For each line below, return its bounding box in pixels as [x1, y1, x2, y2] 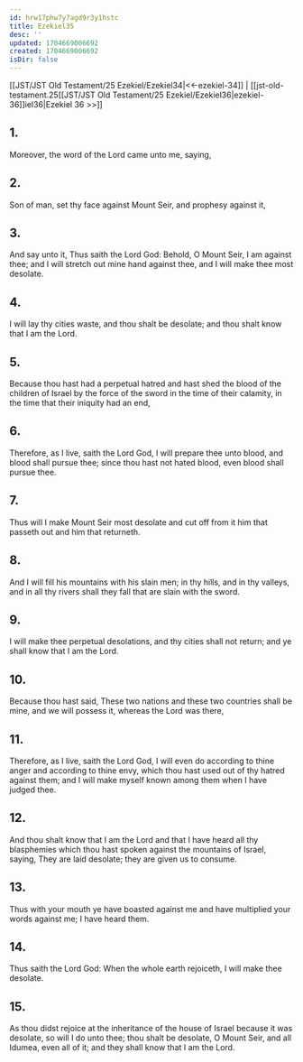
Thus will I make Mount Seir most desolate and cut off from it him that [9, 516, 268, 528]
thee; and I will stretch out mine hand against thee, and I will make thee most [9, 259, 294, 270]
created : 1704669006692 [9, 47, 99, 56]
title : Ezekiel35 [9, 22, 75, 31]
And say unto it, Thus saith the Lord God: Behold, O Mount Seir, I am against [9, 249, 292, 260]
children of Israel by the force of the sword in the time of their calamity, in [9, 388, 282, 399]
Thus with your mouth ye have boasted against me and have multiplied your [9, 903, 291, 914]
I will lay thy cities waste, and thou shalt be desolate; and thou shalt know [9, 319, 282, 329]
